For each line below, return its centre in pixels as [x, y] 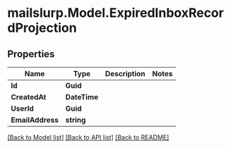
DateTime [82, 97]
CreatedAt [29, 97]
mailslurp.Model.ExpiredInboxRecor [115, 13]
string [76, 120]
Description [125, 74]
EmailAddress [35, 120]
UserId [22, 109]
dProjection [42, 28]
